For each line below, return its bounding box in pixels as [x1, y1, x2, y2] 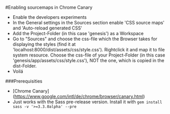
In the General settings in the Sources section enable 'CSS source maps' [12, 20, 165, 25]
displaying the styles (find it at [12, 41, 76, 47]
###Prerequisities [5, 78, 43, 84]
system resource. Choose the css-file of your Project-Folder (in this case [12, 52, 165, 58]
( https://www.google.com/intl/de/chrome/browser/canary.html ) [12, 94, 145, 99]
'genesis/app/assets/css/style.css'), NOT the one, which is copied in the [12, 58, 164, 63]
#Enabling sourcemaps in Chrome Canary [5, 5, 93, 10]
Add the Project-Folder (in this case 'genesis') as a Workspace [12, 31, 144, 36]
